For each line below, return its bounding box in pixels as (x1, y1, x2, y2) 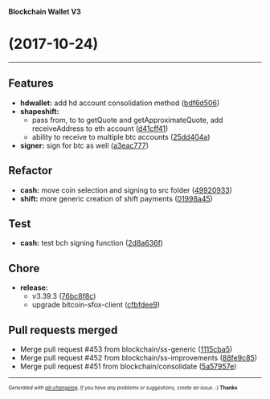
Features (8, 76, 54, 91)
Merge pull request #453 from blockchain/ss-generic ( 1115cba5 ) (19, 344, 233, 354)
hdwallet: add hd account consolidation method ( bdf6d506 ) (19, 98, 220, 108)
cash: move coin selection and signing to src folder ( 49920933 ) (19, 185, 233, 195)
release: (19, 283, 48, 292)
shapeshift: (19, 106, 59, 116)
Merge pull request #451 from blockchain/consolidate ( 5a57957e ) (19, 361, 237, 371)
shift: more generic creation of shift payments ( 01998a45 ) (19, 193, 213, 203)
